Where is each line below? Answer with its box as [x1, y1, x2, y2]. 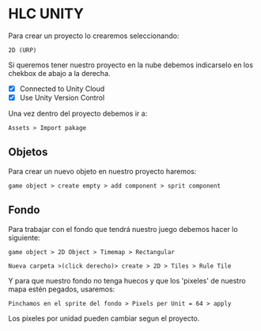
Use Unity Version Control [19, 93, 105, 102]
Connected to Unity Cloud [19, 84, 105, 93]
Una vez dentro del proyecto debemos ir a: [8, 108, 148, 119]
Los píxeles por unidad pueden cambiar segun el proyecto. [8, 314, 200, 323]
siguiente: [8, 233, 41, 242]
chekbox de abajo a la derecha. [8, 68, 111, 78]
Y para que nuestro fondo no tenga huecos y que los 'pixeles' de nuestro [8, 276, 247, 285]
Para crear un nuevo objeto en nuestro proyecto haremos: [8, 166, 197, 176]
